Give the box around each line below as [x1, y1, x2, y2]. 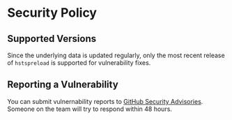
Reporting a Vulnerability [7, 79, 118, 91]
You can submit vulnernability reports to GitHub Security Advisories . [7, 97, 203, 105]
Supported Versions [7, 33, 96, 45]
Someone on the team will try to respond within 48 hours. [7, 105, 173, 113]
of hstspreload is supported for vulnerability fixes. [7, 59, 151, 67]
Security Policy [7, 5, 98, 21]
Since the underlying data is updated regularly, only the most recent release [7, 51, 225, 59]
